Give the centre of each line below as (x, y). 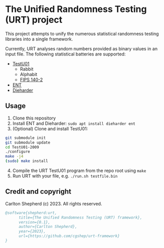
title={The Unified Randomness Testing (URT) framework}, (80, 217)
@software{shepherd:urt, (31, 213)
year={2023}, (32, 231)
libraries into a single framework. (39, 39)
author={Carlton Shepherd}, (48, 227)
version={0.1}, (34, 222)
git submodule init (26, 138)
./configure (18, 152)
